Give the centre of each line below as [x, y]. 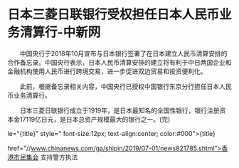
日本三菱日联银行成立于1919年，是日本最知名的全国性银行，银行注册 [119, 110]
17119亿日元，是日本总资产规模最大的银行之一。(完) [95, 119]
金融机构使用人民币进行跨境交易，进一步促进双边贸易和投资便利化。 [107, 71]
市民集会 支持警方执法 [46, 157]
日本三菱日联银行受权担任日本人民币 [113, 15]
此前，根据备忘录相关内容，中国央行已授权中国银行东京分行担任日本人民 [126, 86]
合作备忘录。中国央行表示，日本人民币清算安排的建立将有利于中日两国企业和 [119, 62]
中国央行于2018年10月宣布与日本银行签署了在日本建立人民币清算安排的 [123, 53]
